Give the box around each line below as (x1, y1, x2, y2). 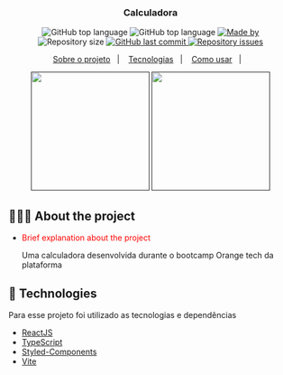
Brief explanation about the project (21, 232, 151, 243)
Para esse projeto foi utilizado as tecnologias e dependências (8, 309, 237, 320)
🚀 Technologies (8, 286, 97, 301)
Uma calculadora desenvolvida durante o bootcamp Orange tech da (21, 250, 274, 261)
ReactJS (21, 327, 53, 338)
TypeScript (21, 336, 63, 347)
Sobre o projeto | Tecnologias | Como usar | (52, 54, 242, 65)
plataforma (21, 259, 62, 270)
